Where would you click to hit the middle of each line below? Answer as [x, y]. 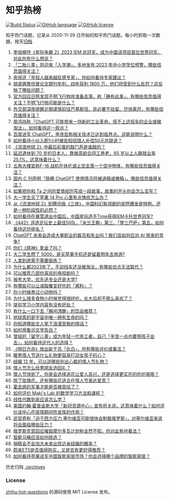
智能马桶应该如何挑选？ [37, 437]
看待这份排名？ [29, 229]
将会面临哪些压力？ [33, 424]
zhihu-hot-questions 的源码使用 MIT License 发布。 [59, 492]
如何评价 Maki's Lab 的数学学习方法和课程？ [59, 393]
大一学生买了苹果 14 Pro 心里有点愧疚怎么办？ [61, 197]
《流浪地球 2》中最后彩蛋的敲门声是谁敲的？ [59, 146]
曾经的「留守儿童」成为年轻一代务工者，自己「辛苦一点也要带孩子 [81, 336]
